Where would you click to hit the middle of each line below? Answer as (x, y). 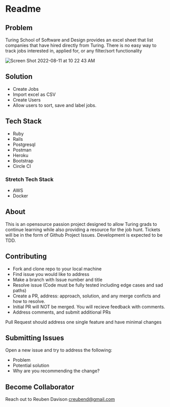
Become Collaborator (40, 387)
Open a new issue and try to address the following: (59, 350)
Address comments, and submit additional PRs (62, 312)
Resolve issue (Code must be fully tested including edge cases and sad (88, 285)
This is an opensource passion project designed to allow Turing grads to (81, 224)
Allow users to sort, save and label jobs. (55, 105)
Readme (23, 9)
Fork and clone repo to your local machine (57, 269)
